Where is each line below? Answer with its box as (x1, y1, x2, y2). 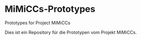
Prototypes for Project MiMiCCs (5, 20, 71, 26)
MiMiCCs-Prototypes (5, 3, 96, 15)
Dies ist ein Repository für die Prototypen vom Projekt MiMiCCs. (5, 29, 137, 35)
